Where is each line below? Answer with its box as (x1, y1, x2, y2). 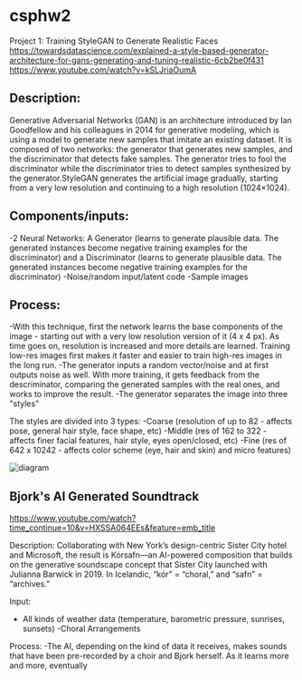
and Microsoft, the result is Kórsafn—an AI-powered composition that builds (9, 549, 293, 560)
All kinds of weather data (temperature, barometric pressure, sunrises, (22, 614, 285, 625)
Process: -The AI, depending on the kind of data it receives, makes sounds (9, 641, 288, 652)
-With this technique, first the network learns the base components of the (9, 321, 283, 332)
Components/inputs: (9, 209, 129, 224)
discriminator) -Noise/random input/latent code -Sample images (9, 271, 249, 282)
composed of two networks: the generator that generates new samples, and (9, 143, 293, 154)
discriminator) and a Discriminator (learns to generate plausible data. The (9, 251, 282, 263)
